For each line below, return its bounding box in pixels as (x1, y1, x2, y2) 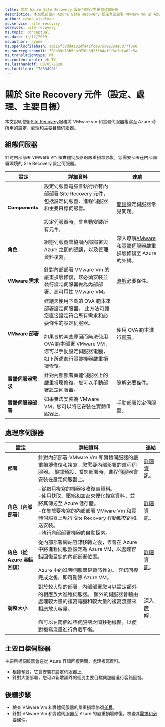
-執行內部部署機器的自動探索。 (38, 529, 110, 536)
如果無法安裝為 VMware (44, 395, 99, 402)
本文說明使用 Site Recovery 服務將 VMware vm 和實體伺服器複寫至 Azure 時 (5, 118, 156, 124)
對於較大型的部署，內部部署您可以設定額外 (38, 583, 137, 590)
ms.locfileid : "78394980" (5, 67, 58, 72)
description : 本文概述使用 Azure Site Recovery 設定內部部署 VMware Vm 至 (5, 12, 152, 17)
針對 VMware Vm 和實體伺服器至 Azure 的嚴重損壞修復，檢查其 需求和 (12, 711, 153, 717)
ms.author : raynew (5, 39, 43, 44)
